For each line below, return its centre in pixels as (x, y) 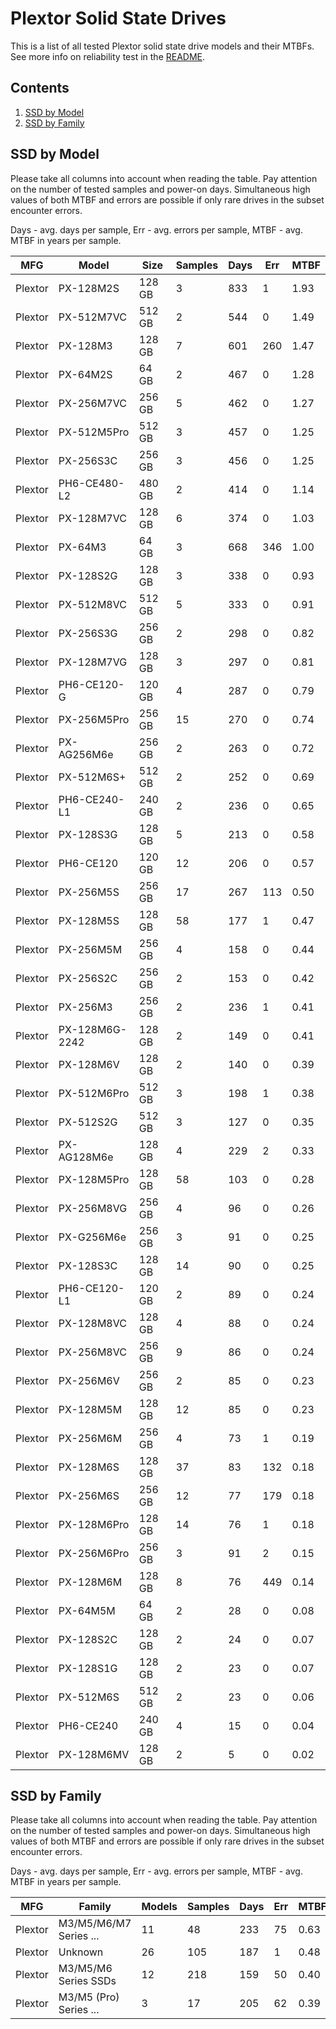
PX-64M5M (87, 1610)
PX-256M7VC (92, 403)
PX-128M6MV (94, 1754)
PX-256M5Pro (94, 719)
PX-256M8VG (93, 1208)
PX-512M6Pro (94, 1093)
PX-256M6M (90, 1438)
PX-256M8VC (92, 1352)
